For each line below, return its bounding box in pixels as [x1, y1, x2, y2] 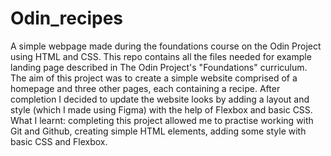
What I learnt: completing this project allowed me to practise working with [10, 114, 314, 126]
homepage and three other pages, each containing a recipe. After [10, 82, 281, 94]
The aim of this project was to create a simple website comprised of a [10, 72, 298, 84]
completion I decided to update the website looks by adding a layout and [10, 93, 310, 105]
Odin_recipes [10, 7, 123, 30]
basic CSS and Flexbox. [10, 135, 108, 147]
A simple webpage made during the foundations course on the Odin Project [10, 40, 322, 52]
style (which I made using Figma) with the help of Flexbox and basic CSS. [10, 103, 313, 116]
